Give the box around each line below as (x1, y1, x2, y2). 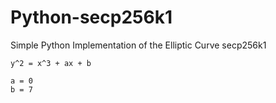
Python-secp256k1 (10, 6, 173, 29)
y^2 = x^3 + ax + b (10, 58, 92, 68)
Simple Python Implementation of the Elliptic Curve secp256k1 (10, 39, 267, 51)
